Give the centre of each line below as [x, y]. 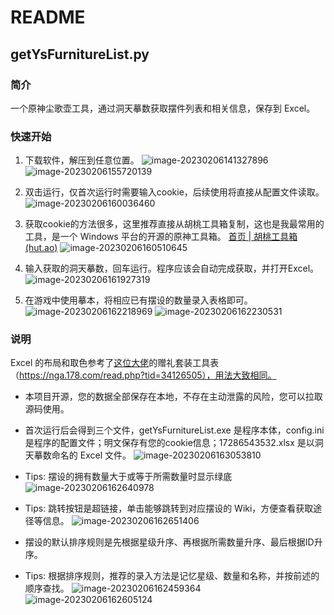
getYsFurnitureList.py [80, 54]
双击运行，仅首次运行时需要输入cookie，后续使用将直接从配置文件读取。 [174, 192]
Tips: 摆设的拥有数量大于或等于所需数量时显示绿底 [128, 477]
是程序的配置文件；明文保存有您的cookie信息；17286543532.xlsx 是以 [169, 443]
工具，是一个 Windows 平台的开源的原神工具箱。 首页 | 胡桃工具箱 [161, 237]
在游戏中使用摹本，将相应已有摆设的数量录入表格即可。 [138, 300]
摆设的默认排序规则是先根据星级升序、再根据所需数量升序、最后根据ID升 [173, 542]
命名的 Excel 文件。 [91, 455]
